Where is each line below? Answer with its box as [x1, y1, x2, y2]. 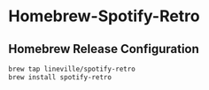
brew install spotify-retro [8, 72, 112, 81]
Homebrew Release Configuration [8, 41, 200, 56]
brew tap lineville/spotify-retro [8, 64, 136, 73]
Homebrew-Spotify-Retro [8, 6, 200, 26]
